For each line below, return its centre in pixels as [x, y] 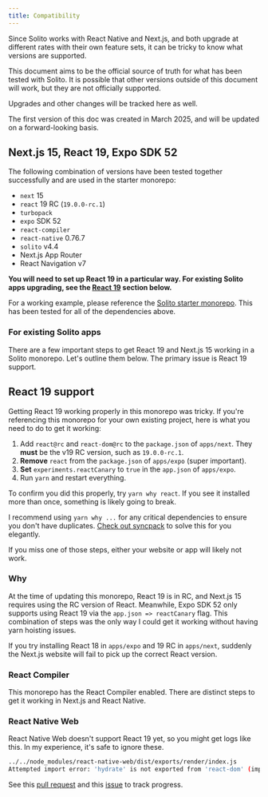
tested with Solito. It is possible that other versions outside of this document [133, 79]
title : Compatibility [44, 16]
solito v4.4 [39, 247]
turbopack [36, 213]
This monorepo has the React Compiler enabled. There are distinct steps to [132, 692]
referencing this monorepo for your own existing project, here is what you [129, 420]
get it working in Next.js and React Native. [77, 701]
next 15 [32, 196]
